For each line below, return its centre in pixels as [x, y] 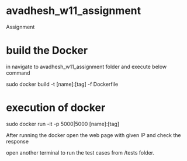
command [18, 73]
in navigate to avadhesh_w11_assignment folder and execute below [86, 66]
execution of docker [56, 108]
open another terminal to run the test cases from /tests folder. [80, 152]
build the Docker [47, 50]
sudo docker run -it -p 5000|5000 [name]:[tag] [63, 124]
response [18, 141]
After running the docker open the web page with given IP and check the [93, 135]
